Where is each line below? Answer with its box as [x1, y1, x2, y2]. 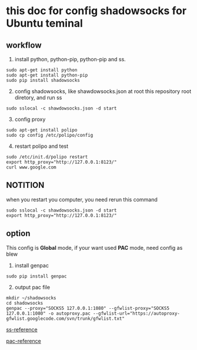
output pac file [14, 283, 51, 290]
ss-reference [6, 326, 38, 333]
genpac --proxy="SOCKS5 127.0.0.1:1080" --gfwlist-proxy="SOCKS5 [6, 305, 169, 311]
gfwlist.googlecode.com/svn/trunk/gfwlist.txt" [6, 315, 125, 322]
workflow [6, 40, 42, 50]
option [6, 229, 31, 239]
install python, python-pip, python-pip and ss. [14, 56, 126, 62]
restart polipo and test [14, 143, 69, 150]
